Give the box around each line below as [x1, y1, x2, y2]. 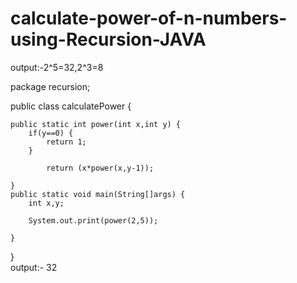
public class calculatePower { [10, 100, 132, 112]
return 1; [46, 137, 87, 147]
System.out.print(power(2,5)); [28, 215, 159, 226]
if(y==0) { [28, 128, 74, 138]
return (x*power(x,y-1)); [46, 163, 155, 173]
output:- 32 [10, 261, 58, 273]
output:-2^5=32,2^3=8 [10, 61, 104, 73]
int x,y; [28, 198, 65, 208]
